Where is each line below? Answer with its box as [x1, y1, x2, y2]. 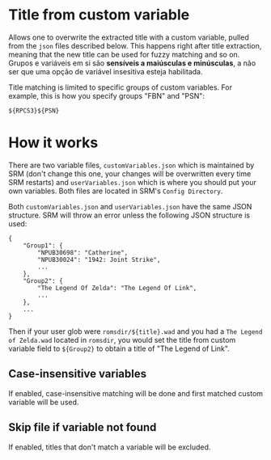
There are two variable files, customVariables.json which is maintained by [8, 160, 255, 170]
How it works [8, 133, 99, 152]
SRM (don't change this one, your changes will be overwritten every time [8, 168, 252, 179]
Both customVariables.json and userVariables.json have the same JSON [8, 201, 252, 211]
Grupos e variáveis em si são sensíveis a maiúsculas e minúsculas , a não [8, 58, 256, 68]
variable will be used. [8, 397, 79, 407]
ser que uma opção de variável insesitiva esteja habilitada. [8, 66, 203, 76]
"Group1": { [23, 241, 63, 250]
